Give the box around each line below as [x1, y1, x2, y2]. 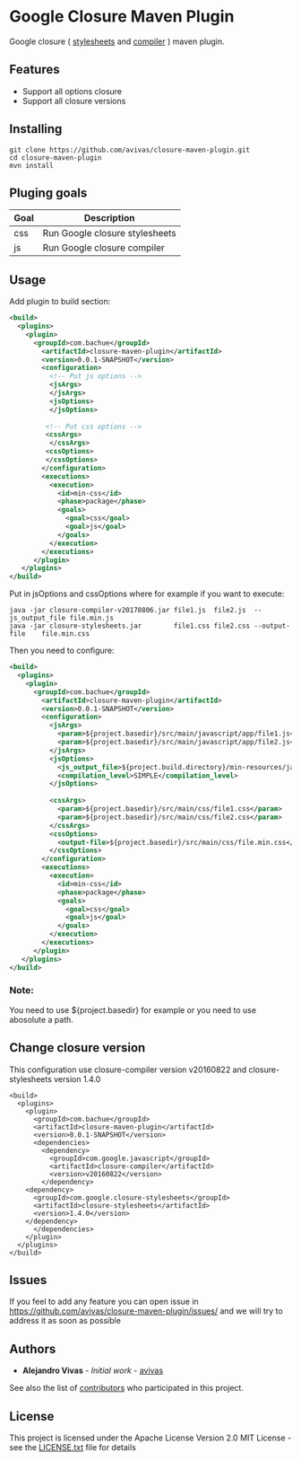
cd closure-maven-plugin [9, 153, 102, 163]
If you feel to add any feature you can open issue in [9, 1296, 199, 1307]
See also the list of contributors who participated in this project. [9, 1383, 245, 1394]
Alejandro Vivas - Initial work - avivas [21, 1365, 164, 1376]
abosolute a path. [9, 1014, 74, 1025]
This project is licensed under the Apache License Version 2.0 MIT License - [9, 1432, 292, 1443]
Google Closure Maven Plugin [9, 6, 235, 27]
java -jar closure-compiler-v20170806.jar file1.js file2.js [9, 606, 246, 615]
